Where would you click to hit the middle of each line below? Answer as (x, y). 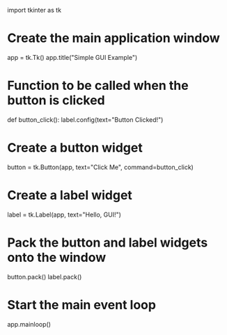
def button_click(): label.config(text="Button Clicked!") (85, 119)
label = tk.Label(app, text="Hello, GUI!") (64, 215)
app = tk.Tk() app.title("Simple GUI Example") (72, 57)
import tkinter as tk (34, 10)
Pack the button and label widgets (108, 242)
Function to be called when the (98, 86)
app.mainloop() (29, 324)
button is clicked (56, 101)
